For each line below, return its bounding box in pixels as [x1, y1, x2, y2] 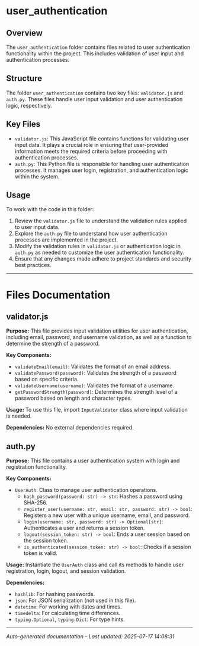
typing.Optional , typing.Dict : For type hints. [14, 616, 126, 623]
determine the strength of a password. [6, 340, 100, 347]
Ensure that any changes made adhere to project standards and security [14, 255, 191, 262]
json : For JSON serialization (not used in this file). [14, 597, 136, 604]
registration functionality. [6, 463, 68, 471]
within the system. [14, 173, 60, 180]
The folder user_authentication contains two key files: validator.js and [6, 89, 184, 96]
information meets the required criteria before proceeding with [14, 148, 168, 155]
